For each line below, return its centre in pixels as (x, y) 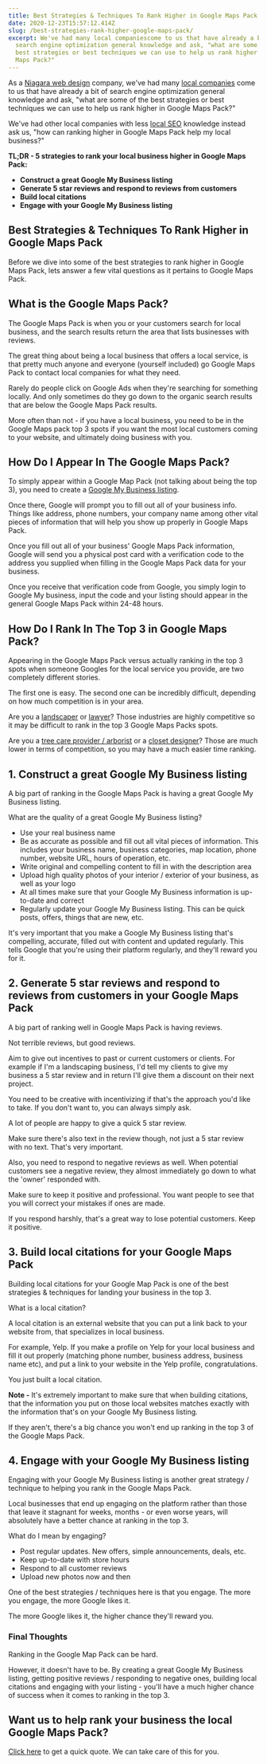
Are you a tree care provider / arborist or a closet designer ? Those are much (133, 741)
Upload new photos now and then (75, 1577)
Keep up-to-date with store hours (74, 1560)
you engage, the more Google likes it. (70, 1601)
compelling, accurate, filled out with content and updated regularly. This (126, 941)
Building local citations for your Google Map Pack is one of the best (118, 1284)
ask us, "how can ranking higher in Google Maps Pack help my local (120, 131)
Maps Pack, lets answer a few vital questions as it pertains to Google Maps (131, 270)
